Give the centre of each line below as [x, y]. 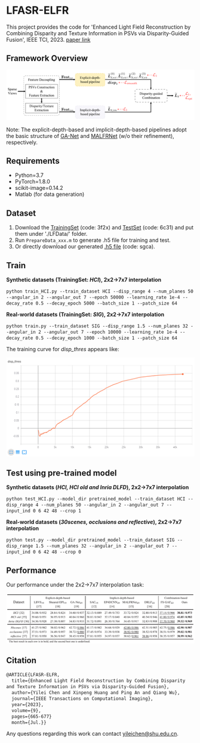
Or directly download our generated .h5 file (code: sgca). [85, 247]
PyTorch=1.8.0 [33, 182]
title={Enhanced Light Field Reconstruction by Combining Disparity [99, 681]
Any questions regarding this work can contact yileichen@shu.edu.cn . [93, 734]
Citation [21, 660]
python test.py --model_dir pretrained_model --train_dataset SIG [90, 540]
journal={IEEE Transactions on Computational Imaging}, [82, 699]
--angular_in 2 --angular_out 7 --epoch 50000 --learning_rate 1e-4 [93, 297]
